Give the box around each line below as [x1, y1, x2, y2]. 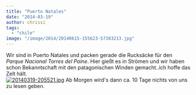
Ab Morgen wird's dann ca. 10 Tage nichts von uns [65, 76, 188, 83]
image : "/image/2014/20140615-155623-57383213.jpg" [6, 36, 135, 41]
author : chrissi [6, 19, 46, 25]
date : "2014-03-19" [6, 14, 54, 20]
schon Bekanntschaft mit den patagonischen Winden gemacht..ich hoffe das [6, 64, 191, 71]
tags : [6, 24, 19, 31]
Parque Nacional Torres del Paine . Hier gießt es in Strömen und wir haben [6, 58, 185, 65]
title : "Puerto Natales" [6, 8, 67, 15]
